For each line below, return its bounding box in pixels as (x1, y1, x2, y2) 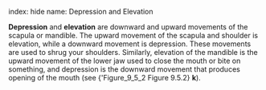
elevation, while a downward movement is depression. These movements (8, 39, 252, 49)
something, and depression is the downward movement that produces (8, 65, 241, 74)
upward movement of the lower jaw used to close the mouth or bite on (8, 56, 241, 65)
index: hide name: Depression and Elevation (8, 7, 154, 16)
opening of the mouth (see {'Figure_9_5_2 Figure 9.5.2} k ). (8, 73, 201, 82)
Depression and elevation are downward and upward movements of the (8, 22, 248, 31)
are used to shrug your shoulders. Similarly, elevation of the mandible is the (8, 48, 259, 57)
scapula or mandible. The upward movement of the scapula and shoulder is (8, 31, 259, 40)
